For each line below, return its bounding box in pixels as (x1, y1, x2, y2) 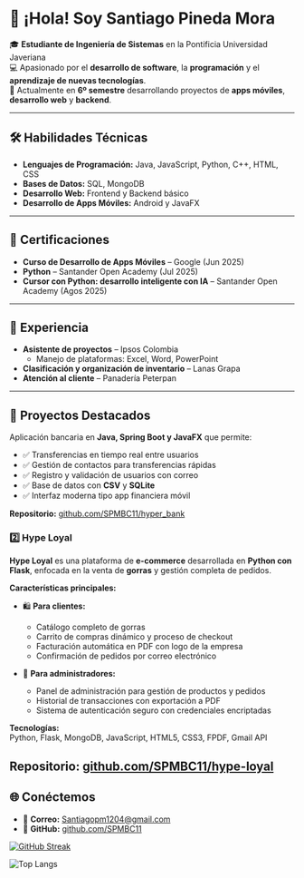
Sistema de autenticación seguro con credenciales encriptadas (35, 705, 271, 716)
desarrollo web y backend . (9, 94, 112, 105)
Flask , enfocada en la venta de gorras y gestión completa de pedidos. (9, 565, 271, 576)
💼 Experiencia (9, 319, 89, 335)
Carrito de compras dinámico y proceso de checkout (35, 631, 233, 642)
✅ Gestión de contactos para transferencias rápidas (22, 460, 217, 471)
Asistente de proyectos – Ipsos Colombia (22, 344, 179, 355)
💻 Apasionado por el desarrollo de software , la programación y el (9, 62, 260, 73)
